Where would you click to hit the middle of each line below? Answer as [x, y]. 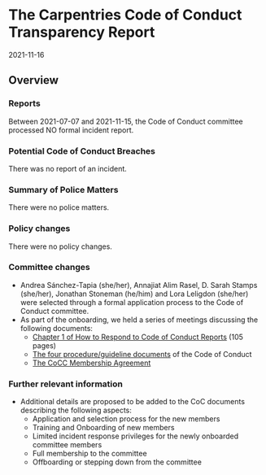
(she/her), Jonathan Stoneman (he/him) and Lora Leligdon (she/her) [134, 294]
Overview [34, 80]
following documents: [57, 328]
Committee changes [50, 268]
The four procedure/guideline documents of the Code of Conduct [142, 354]
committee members [67, 445]
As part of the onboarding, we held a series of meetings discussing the [139, 320]
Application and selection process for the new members [126, 419]
